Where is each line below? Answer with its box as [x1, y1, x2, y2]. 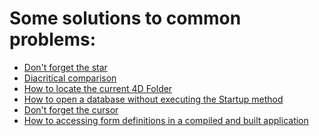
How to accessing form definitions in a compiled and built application [23, 114, 309, 126]
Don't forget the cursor [23, 103, 119, 116]
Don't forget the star [23, 61, 108, 73]
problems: [9, 28, 97, 51]
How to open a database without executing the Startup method [23, 93, 284, 105]
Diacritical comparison [23, 72, 117, 84]
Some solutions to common [9, 7, 242, 30]
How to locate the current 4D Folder [23, 82, 173, 94]
